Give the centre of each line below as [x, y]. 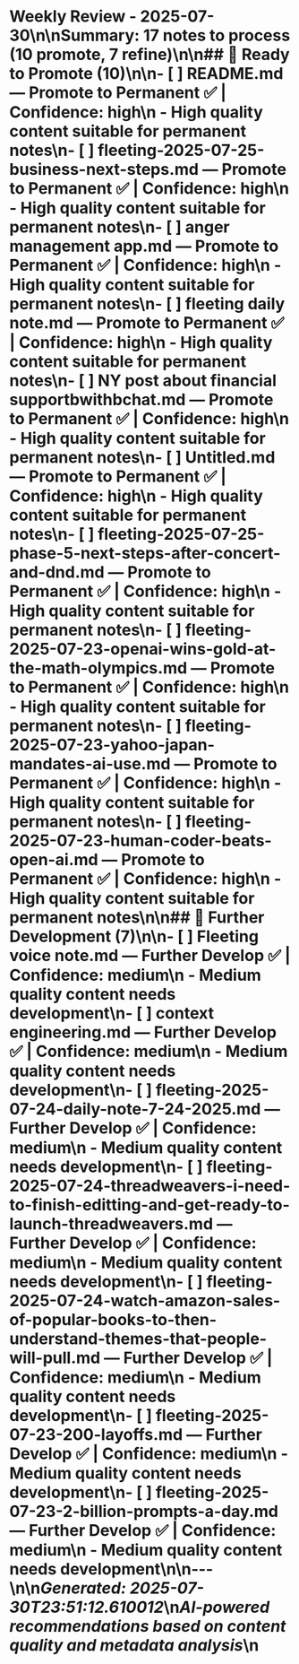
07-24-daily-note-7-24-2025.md [135, 1109]
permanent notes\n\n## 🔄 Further [137, 918]
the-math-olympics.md [98, 668]
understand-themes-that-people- [138, 1339]
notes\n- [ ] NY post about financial [143, 381]
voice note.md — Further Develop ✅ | [150, 956]
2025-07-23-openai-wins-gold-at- [143, 650]
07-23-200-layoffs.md [96, 1435]
